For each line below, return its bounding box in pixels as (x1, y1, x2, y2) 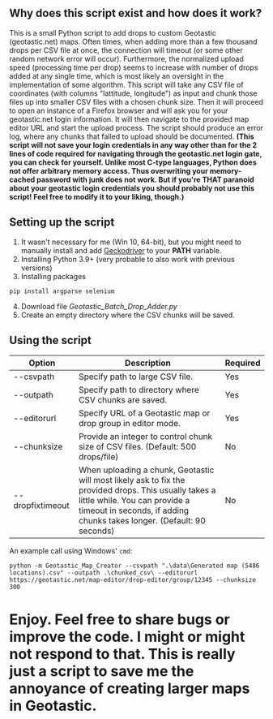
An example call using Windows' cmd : (9, 546, 133, 556)
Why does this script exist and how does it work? (9, 6, 262, 20)
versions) (20, 263, 53, 273)
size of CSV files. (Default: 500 (79, 441, 197, 453)
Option (28, 357, 56, 368)
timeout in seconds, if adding (79, 505, 190, 516)
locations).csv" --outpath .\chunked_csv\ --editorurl (9, 569, 198, 577)
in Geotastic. (9, 696, 97, 715)
